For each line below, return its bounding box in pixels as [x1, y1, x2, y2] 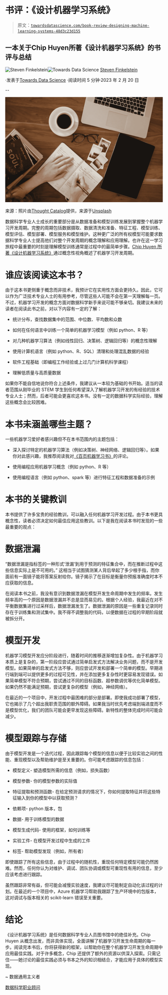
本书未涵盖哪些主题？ [5, 418, 93, 430]
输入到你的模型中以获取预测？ [16, 795, 78, 801]
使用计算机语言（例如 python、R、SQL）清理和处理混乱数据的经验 [12, 348, 149, 354]
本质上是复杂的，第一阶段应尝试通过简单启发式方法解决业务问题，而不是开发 [5, 659, 163, 665]
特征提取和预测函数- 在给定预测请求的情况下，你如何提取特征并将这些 [12, 789, 156, 795]
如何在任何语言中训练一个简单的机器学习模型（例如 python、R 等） [12, 327, 151, 333]
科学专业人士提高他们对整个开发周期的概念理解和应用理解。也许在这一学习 [9, 237, 163, 243]
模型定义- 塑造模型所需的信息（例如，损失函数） [12, 767, 112, 773]
